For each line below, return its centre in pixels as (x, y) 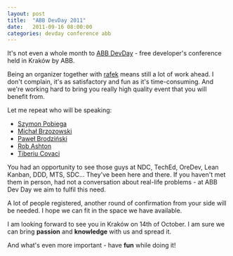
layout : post (26, 14)
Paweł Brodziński (42, 139)
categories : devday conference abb (59, 33)
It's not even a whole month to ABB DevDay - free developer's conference (115, 53)
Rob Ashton (34, 146)
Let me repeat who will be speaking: (60, 110)
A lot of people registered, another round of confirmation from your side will (117, 203)
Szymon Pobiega (42, 124)
